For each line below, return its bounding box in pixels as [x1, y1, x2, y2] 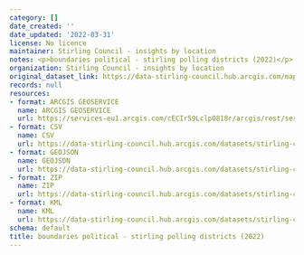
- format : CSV [9, 123, 63, 132]
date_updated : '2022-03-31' [9, 30, 116, 39]
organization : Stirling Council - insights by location [9, 64, 224, 73]
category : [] [9, 13, 59, 23]
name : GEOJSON [17, 156, 71, 165]
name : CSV [17, 131, 54, 140]
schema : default [9, 223, 71, 232]
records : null [9, 80, 63, 90]
